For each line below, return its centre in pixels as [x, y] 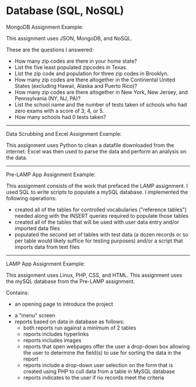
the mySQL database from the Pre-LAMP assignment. [71, 281]
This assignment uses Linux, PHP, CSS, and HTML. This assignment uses [94, 275]
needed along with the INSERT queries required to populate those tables [101, 215]
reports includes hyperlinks [56, 334]
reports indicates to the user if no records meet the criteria [94, 377]
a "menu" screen [35, 315]
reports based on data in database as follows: [69, 321]
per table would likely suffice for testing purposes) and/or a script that [99, 241]
